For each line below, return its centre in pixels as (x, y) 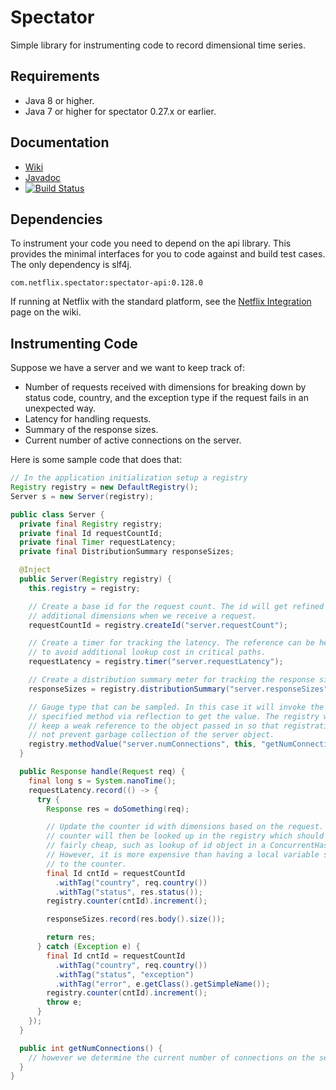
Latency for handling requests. (88, 419)
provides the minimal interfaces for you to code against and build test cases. (168, 254)
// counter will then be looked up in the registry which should (185, 836)
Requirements (55, 76)
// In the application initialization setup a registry (129, 478)
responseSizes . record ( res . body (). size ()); (136, 919)
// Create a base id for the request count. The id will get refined (176, 606)
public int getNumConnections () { (91, 1048)
